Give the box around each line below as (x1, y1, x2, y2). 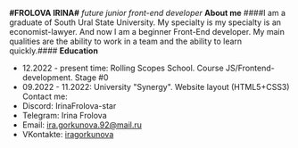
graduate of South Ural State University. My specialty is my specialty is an (9, 17, 282, 28)
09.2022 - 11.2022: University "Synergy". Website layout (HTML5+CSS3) (21, 82, 290, 92)
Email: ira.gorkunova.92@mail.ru (21, 119, 143, 130)
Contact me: (21, 91, 69, 102)
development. (21, 72, 73, 83)
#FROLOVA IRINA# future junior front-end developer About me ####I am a (9, 8, 286, 18)
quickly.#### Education (9, 45, 98, 56)
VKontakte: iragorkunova (21, 129, 114, 139)
